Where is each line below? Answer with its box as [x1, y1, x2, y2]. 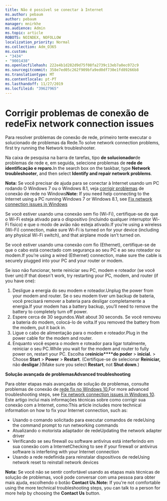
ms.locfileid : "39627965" [5, 86, 59, 91]
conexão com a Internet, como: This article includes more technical [5, 402, 142, 408]
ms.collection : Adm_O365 [5, 44, 57, 49]
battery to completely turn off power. [12, 309, 88, 315]
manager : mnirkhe [5, 21, 41, 26]
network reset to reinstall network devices [12, 459, 99, 466]
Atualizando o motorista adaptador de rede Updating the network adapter [12, 428, 162, 434]
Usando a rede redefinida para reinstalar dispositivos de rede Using [12, 454, 150, 460]
